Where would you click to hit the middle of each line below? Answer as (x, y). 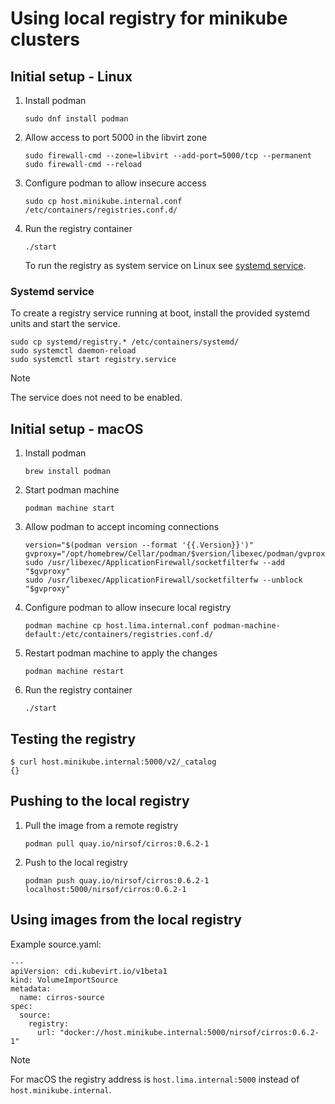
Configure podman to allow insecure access (115, 183)
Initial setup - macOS (77, 428)
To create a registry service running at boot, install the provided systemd (160, 313)
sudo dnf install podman (76, 119)
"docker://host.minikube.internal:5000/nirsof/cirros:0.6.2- (189, 1032)
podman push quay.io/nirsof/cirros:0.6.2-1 (117, 880)
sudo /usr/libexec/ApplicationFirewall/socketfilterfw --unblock (163, 580)
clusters (45, 39)
